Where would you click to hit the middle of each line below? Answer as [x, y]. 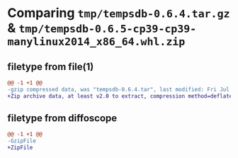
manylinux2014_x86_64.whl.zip [96, 42]
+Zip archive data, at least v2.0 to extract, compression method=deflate [120, 96]
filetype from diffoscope [62, 118]
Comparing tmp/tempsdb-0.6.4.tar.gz [119, 13]
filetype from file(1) [51, 66]
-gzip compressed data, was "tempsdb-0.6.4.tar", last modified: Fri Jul [119, 89]
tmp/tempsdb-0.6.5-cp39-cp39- [108, 29]
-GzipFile [22, 141]
